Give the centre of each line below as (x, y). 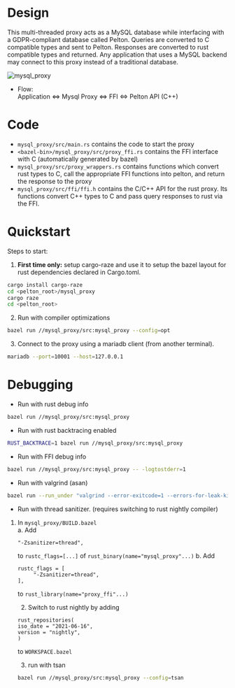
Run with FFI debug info (52, 457)
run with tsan (47, 665)
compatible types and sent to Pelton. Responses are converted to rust (108, 47)
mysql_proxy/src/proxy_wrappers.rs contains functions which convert (118, 166)
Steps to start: (28, 251)
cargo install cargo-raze (45, 285)
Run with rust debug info (53, 404)
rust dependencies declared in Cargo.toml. (79, 272)
